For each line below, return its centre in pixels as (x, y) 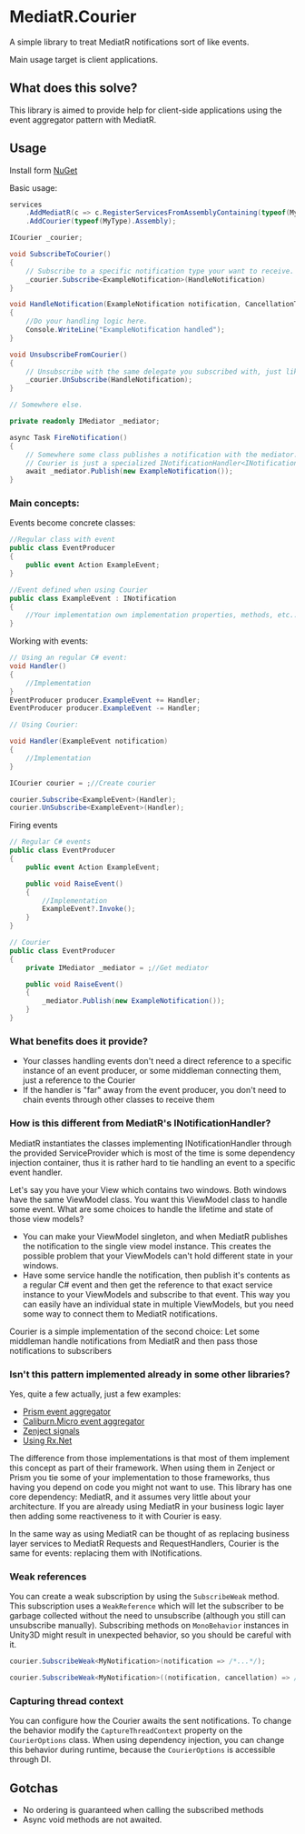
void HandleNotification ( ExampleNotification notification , (126, 305)
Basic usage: (34, 187)
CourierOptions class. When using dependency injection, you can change (147, 1740)
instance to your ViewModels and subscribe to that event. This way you (156, 1294)
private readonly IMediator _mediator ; (85, 421)
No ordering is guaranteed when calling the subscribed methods (143, 1810)
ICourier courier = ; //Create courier (83, 783)
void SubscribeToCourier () (60, 255)
